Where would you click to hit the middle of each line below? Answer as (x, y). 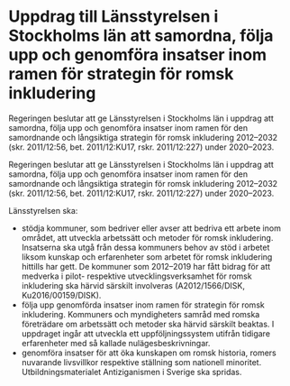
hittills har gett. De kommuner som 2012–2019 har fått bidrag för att (146, 266)
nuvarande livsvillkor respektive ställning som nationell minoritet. (141, 362)
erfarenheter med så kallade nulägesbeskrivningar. (116, 343)
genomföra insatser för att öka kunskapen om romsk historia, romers (149, 353)
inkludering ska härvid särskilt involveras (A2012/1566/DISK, (133, 285)
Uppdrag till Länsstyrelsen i (113, 17)
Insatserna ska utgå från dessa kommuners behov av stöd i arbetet (145, 247)
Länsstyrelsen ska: (43, 210)
